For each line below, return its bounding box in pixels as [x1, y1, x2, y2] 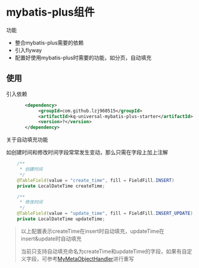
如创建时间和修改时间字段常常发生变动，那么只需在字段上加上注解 [6, 149, 168, 156]
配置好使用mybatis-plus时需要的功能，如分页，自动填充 [14, 54, 152, 61]
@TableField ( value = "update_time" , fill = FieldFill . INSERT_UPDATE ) [17, 211, 194, 217]
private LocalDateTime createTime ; [17, 183, 105, 189]
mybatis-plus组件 [6, 5, 95, 19]
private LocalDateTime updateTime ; [17, 216, 105, 222]
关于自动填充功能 [6, 136, 48, 144]
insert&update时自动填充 [20, 234, 82, 242]
